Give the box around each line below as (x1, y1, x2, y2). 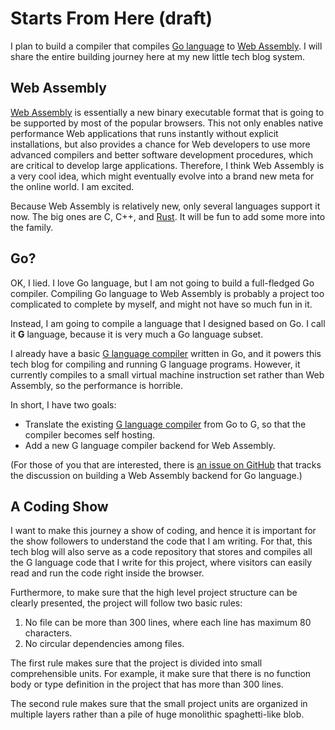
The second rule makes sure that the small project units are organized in (10, 698, 308, 710)
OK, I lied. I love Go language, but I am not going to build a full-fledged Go (10, 277, 315, 289)
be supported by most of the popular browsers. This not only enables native (10, 117, 324, 129)
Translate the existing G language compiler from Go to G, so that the (24, 418, 307, 430)
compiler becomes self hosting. (24, 428, 156, 441)
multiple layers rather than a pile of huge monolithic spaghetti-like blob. (10, 708, 305, 721)
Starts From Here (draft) (10, 7, 213, 30)
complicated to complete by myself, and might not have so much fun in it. (10, 298, 313, 310)
